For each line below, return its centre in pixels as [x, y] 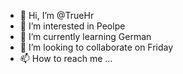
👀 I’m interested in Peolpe [72, 26]
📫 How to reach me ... [66, 58]
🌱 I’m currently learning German [85, 36]
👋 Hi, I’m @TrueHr [57, 15]
